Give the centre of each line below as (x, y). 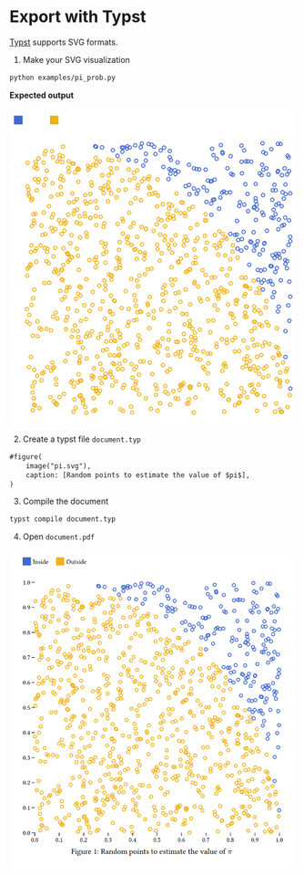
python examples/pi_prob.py (63, 78)
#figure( (26, 457)
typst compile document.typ (63, 519)
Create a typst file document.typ (81, 439)
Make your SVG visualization (76, 59)
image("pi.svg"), (59, 466)
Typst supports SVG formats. (64, 42)
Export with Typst (78, 17)
